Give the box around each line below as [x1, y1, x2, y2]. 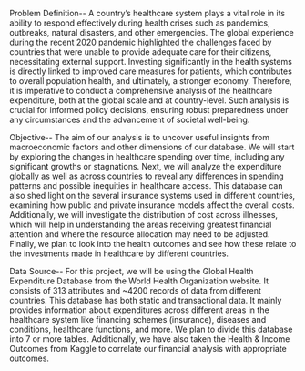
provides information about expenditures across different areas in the [9, 304, 270, 315]
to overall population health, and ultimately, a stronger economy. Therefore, [9, 76, 292, 86]
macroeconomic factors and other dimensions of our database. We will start [9, 141, 295, 152]
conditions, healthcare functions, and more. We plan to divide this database [9, 324, 293, 335]
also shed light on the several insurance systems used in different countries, [9, 191, 296, 201]
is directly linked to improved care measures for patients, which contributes [9, 66, 293, 77]
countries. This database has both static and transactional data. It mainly [9, 295, 282, 305]
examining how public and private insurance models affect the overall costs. [9, 200, 295, 211]
